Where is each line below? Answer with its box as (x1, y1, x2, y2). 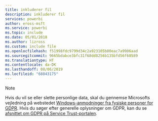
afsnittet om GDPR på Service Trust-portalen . (5, 110, 97, 116)
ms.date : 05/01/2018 (5, 35, 48, 40)
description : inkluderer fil (5, 12, 65, 17)
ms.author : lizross (5, 40, 45, 44)
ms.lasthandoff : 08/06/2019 (5, 67, 63, 72)
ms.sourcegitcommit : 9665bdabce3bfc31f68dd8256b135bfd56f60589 (5, 53, 138, 58)
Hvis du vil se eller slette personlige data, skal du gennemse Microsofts (5, 94, 150, 100)
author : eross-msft (5, 21, 45, 26)
